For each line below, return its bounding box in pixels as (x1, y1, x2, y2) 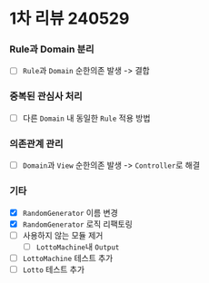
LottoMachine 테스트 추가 (22, 252, 114, 263)
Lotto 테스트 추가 (22, 264, 85, 275)
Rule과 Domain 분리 (9, 43, 95, 55)
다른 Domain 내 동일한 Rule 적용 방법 (22, 112, 151, 123)
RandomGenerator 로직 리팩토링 (22, 219, 134, 229)
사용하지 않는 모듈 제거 (22, 229, 104, 240)
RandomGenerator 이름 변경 (22, 207, 118, 218)
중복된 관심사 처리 (9, 90, 84, 102)
